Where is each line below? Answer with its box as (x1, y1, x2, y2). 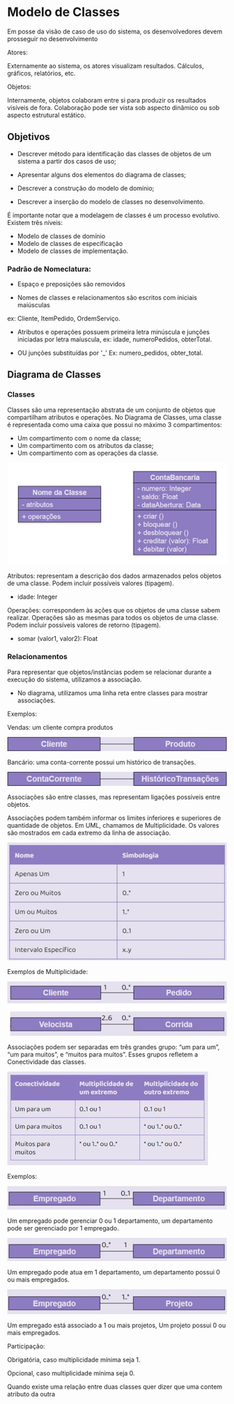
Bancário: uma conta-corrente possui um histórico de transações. (7, 757, 196, 766)
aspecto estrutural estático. (7, 111, 86, 119)
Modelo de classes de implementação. (17, 247, 129, 255)
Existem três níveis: (7, 218, 63, 226)
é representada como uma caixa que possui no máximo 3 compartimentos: (7, 420, 222, 429)
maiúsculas (17, 301, 50, 309)
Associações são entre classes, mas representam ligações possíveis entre (7, 792, 221, 801)
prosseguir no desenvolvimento (7, 34, 98, 43)
